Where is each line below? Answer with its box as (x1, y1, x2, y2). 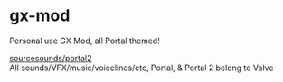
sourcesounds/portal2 (9, 52, 92, 63)
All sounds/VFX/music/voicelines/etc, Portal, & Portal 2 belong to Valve (9, 62, 274, 73)
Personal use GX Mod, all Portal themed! (9, 35, 160, 46)
